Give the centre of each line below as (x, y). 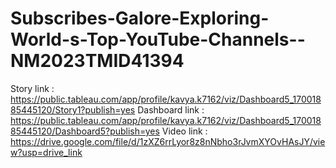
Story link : (32, 88)
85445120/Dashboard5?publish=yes (85, 131)
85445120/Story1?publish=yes (73, 109)
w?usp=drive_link (46, 152)
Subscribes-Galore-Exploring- (140, 18)
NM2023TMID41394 (97, 61)
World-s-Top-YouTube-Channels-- (158, 39)
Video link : (184, 131)
